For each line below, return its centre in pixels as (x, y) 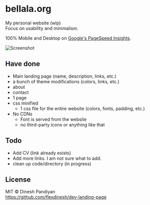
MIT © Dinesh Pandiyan (30, 192)
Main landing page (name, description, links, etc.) (65, 76)
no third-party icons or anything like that (63, 124)
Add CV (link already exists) (42, 153)
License (18, 179)
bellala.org (28, 9)
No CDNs (22, 114)
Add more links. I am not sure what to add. (57, 158)
